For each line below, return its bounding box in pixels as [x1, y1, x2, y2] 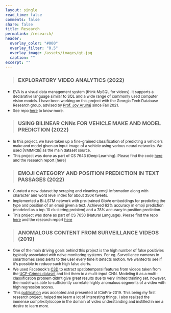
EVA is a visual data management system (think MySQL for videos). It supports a [12, 89, 154, 95]
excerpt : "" [5, 60, 31, 65]
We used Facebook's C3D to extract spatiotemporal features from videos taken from [12, 267, 161, 272]
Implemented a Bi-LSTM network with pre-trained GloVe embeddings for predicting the [12, 198, 166, 204]
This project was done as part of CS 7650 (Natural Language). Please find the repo [12, 213, 158, 218]
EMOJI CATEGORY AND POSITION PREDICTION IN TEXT [17, 169, 159, 176]
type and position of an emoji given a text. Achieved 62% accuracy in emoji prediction [12, 203, 164, 208]
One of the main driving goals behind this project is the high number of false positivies [12, 248, 164, 253]
